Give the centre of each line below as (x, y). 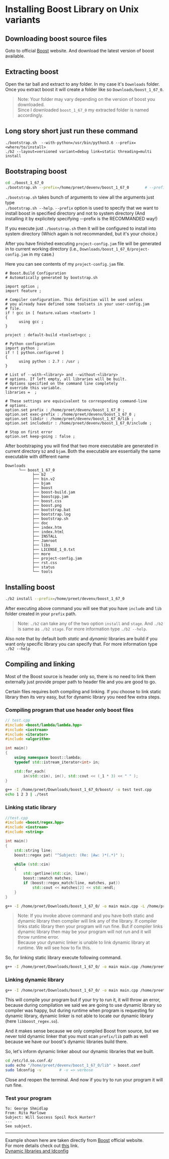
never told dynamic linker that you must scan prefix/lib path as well (77, 1036)
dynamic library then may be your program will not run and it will (84, 932)
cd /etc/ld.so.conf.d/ (29, 1061)
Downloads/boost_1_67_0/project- (115, 250)
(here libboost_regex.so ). (32, 1021)
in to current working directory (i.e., (42, 249)
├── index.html (48, 532)
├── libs (41, 545)
